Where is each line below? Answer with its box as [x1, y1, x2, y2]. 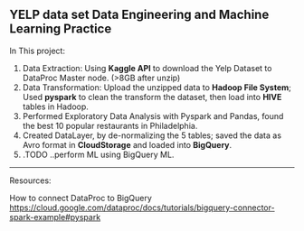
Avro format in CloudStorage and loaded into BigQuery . [22, 139, 233, 150]
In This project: [9, 45, 66, 56]
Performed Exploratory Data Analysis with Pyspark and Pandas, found [22, 110, 284, 121]
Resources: [9, 175, 52, 186]
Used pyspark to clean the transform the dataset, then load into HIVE [22, 91, 282, 102]
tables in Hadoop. [22, 101, 89, 112]
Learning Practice [9, 22, 112, 37]
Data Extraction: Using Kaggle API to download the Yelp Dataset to [22, 62, 272, 73]
